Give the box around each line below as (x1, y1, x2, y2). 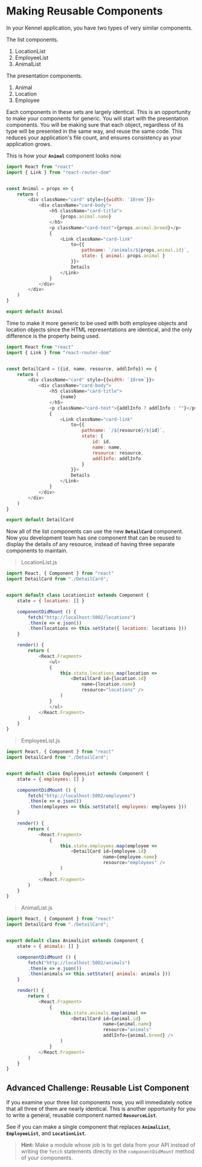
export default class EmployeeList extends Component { (6, 771, 149, 777)
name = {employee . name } (103, 854, 158, 860)
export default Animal (6, 309, 63, 315)
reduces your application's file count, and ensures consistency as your (6, 134, 182, 141)
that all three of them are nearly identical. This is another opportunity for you (6, 1105, 196, 1113)
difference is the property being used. (6, 332, 100, 339)
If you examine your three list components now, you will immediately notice (6, 1099, 192, 1106)
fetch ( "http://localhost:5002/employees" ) (28, 792, 136, 799)
